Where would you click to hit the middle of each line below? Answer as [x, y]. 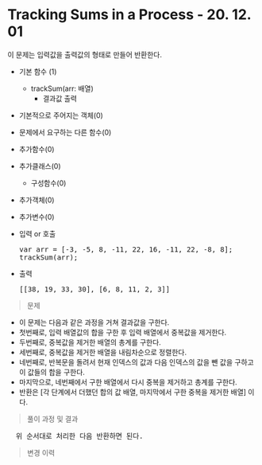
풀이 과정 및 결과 [52, 419]
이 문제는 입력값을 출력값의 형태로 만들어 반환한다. [85, 54]
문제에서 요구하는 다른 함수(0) [65, 132]
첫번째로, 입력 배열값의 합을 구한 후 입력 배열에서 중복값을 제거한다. [123, 332]
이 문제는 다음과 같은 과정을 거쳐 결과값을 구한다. [94, 322]
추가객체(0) [37, 200]
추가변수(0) [37, 217]
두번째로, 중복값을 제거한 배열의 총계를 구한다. [90, 342]
